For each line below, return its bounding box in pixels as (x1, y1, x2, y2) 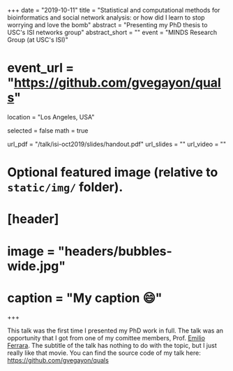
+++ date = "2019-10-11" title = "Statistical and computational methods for (7, 6, 220, 14)
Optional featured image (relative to (7, 164, 218, 180)
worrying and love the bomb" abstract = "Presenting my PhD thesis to (7, 21, 208, 29)
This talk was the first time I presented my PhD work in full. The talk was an (7, 326, 224, 335)
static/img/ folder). (7, 180, 123, 195)
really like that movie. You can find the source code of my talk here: (7, 349, 201, 357)
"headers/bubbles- (58, 243, 172, 259)
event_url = (7, 60, 75, 76)
